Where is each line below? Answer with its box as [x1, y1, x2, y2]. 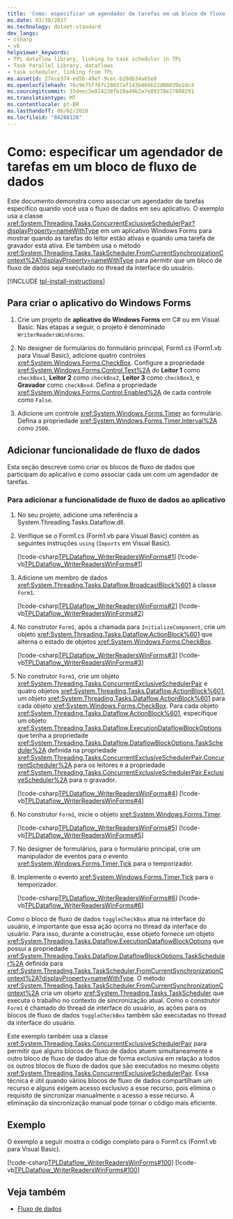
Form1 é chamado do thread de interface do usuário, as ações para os [7, 1004, 207, 1012]
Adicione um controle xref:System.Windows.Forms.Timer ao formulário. [17, 409, 223, 418]
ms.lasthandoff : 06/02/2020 [7, 107, 89, 114]
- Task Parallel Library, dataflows [7, 62, 113, 69]
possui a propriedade [7, 944, 68, 953]
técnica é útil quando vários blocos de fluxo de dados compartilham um [7, 1077, 213, 1085]
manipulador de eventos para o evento [17, 852, 129, 861]
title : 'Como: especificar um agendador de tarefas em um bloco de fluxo [7, 10, 226, 17]
